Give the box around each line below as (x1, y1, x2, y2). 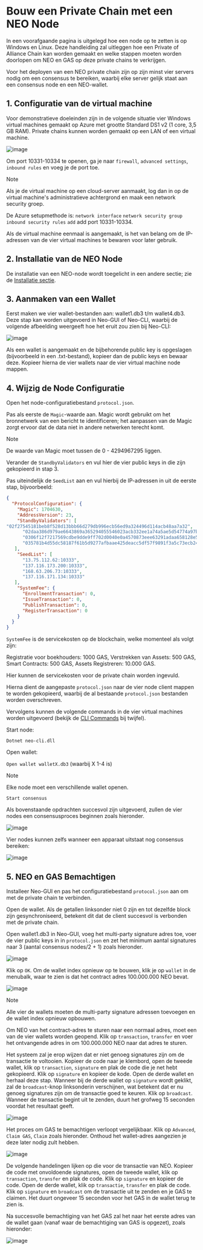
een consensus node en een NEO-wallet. (6, 80, 109, 88)
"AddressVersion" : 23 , (17, 512, 74, 518)
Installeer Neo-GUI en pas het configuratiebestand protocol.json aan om (6, 888, 188, 895)
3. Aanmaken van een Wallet (6, 293, 116, 304)
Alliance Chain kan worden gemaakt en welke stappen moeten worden (6, 50, 182, 57)
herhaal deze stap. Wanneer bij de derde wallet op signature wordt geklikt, (6, 1077, 193, 1084)
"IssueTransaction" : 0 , (22, 596, 83, 603)
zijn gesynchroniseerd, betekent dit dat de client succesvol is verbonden (6, 912, 187, 919)
